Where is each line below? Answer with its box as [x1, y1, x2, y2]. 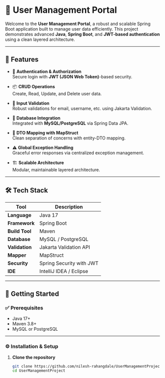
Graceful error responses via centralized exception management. [12, 150, 144, 156]
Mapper [7, 251, 27, 258]
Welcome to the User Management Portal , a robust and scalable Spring [5, 21, 151, 27]
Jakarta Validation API [39, 243, 90, 250]
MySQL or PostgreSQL [12, 326, 58, 332]
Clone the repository [12, 354, 55, 360]
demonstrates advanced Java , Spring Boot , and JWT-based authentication [5, 31, 160, 37]
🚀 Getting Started [5, 289, 59, 298]
